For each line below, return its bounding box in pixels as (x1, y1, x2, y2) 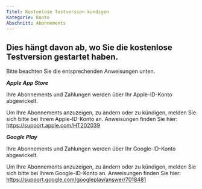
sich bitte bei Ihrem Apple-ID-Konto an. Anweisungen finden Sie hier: (6, 116, 178, 123)
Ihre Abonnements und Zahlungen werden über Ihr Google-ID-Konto (6, 145, 176, 152)
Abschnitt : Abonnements (6, 20, 66, 26)
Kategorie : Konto (6, 14, 50, 20)
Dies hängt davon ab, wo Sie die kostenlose (6, 42, 173, 52)
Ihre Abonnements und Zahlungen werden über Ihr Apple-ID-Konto (6, 91, 173, 98)
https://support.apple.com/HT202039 (6, 122, 101, 129)
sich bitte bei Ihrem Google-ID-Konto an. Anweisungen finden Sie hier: (6, 170, 181, 177)
